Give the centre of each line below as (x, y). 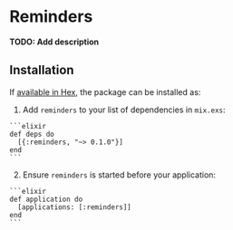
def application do (46, 199)
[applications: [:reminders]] (74, 207)
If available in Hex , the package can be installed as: (105, 91)
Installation (42, 70)
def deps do (32, 134)
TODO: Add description (54, 42)
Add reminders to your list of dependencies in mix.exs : (124, 110)
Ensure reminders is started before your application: (119, 175)
